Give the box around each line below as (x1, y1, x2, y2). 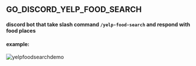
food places (6, 27, 36, 34)
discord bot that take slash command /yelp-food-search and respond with (6, 20, 191, 28)
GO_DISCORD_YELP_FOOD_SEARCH (6, 5, 142, 15)
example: (6, 40, 30, 47)
